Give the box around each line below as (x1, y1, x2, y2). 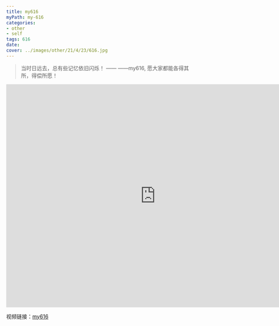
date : (6, 42, 20, 48)
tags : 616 (6, 36, 31, 42)
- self (6, 31, 23, 37)
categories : (6, 20, 36, 26)
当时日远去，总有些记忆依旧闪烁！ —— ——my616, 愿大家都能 (20, 64, 174, 71)
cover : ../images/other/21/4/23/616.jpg (6, 48, 108, 54)
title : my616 (6, 8, 39, 15)
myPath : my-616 (6, 14, 44, 20)
